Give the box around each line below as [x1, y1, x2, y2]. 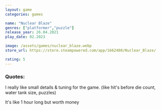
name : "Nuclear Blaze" [5, 21, 52, 26]
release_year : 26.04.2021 [5, 30, 58, 35]
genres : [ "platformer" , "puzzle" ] [5, 25, 74, 30]
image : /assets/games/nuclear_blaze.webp [5, 43, 92, 48]
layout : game [5, 7, 32, 12]
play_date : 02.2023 [5, 35, 46, 39]
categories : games [5, 12, 43, 17]
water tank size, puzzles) [5, 89, 56, 95]
